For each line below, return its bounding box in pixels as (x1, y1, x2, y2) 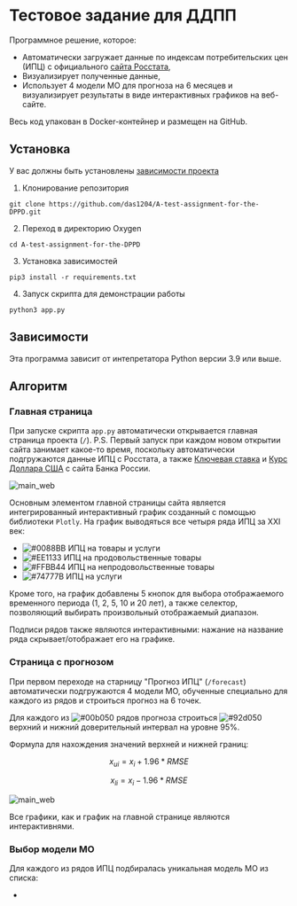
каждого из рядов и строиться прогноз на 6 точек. (9, 695, 202, 706)
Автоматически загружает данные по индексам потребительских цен (21, 51, 288, 62)
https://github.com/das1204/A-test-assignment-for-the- (48, 199, 260, 208)
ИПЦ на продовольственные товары (63, 552, 202, 563)
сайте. (21, 98, 47, 109)
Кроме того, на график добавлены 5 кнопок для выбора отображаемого (9, 589, 285, 599)
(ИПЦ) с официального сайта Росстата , (21, 61, 171, 72)
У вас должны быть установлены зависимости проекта (9, 165, 220, 176)
